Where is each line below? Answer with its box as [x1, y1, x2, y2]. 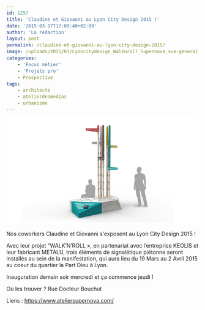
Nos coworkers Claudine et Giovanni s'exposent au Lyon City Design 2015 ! [6, 230, 196, 238]
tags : [6, 81, 20, 87]
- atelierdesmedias [17, 94, 67, 100]
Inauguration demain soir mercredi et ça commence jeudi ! [6, 273, 154, 281]
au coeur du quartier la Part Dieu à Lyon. [6, 262, 108, 269]
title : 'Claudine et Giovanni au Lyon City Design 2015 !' [6, 16, 160, 23]
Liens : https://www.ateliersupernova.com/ [6, 297, 114, 304]
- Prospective [17, 74, 53, 81]
